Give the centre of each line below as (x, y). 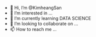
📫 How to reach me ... (33, 29)
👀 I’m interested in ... (31, 13)
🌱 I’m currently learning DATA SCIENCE (51, 18)
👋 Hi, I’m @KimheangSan (36, 8)
